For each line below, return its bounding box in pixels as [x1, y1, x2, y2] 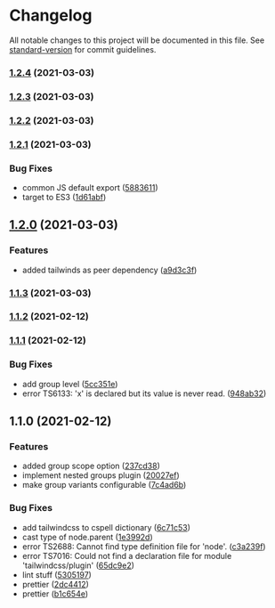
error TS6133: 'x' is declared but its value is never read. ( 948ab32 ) [21, 388, 267, 399]
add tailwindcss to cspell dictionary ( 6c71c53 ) [21, 522, 191, 532]
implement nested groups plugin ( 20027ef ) [21, 470, 180, 481]
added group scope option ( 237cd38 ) [21, 460, 160, 472]
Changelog [9, 5, 93, 26]
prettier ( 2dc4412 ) [21, 579, 89, 589]
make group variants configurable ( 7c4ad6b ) [21, 480, 187, 490]
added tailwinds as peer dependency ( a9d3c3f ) [21, 264, 198, 275]
